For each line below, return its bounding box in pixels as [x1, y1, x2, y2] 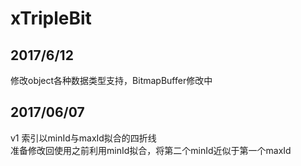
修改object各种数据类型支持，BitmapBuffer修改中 [10, 75, 213, 86]
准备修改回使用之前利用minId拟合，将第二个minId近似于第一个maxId [10, 144, 292, 156]
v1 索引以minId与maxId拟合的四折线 [10, 132, 157, 144]
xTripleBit [10, 7, 92, 30]
